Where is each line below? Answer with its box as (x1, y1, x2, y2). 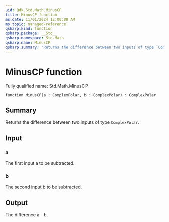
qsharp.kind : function (5, 26, 53, 31)
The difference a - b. (5, 212, 48, 218)
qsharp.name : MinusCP (5, 40, 51, 45)
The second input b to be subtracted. (5, 184, 82, 190)
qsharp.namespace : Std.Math (5, 36, 64, 41)
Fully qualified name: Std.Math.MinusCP (5, 83, 88, 89)
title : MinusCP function (5, 12, 57, 17)
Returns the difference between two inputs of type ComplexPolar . (5, 119, 139, 125)
